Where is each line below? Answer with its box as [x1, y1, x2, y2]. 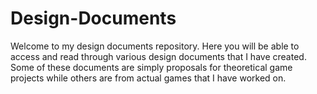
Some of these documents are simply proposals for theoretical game [10, 61, 293, 73]
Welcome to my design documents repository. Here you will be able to [10, 40, 300, 52]
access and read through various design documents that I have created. [10, 50, 307, 62]
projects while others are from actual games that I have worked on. [10, 72, 287, 84]
